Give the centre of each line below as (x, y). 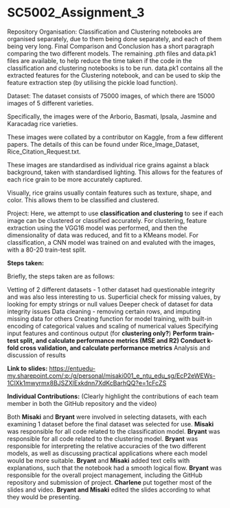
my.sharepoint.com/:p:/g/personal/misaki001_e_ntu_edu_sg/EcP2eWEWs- (112, 376)
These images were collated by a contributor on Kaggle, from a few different (115, 137)
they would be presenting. (44, 497)
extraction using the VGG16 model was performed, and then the (97, 228)
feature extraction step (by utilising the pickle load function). (93, 82)
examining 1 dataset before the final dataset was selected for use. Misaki (111, 424)
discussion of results (37, 355)
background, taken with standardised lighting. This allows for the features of (115, 172)
